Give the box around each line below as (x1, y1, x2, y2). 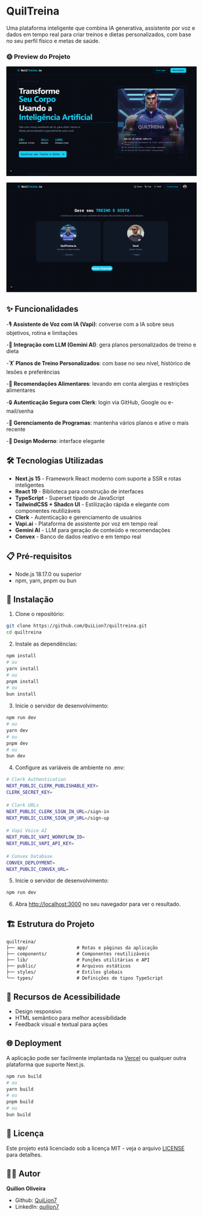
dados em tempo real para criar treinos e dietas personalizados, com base (6, 30, 192, 38)
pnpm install (6, 678, 39, 684)
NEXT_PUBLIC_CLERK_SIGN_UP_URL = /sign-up (6, 815, 110, 821)
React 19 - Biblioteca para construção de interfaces (14, 487, 144, 495)
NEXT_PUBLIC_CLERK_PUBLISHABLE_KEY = (6, 783, 98, 789)
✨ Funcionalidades (6, 304, 79, 314)
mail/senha (6, 407, 34, 414)
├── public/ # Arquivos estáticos (6, 963, 131, 969)
